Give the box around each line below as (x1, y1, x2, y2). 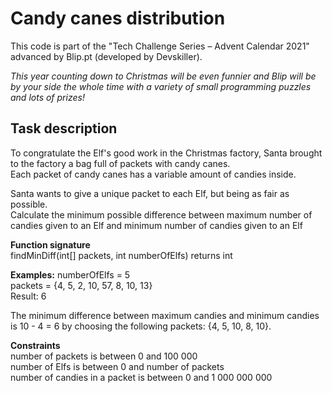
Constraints (10, 339, 61, 351)
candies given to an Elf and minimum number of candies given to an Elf (10, 219, 303, 231)
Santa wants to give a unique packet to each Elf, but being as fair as (10, 187, 290, 199)
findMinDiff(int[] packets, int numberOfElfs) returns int (10, 249, 233, 261)
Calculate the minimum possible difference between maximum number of (10, 208, 313, 221)
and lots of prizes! (10, 91, 85, 103)
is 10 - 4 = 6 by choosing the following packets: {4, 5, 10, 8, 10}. (10, 320, 272, 332)
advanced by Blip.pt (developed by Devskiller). (10, 50, 203, 62)
